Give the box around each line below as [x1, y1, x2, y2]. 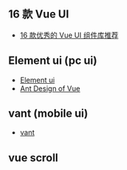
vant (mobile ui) [8, 107, 89, 121]
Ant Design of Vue [19, 83, 81, 93]
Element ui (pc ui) [8, 54, 97, 68]
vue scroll [8, 151, 58, 164]
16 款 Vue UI [8, 7, 69, 22]
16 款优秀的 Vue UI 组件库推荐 [19, 30, 119, 40]
